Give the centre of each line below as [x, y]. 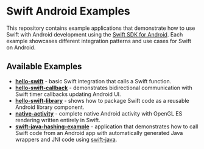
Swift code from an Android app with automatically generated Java [99, 133]
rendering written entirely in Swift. [58, 120]
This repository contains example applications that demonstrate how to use [101, 28]
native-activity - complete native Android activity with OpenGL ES [99, 113]
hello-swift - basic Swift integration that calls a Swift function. [93, 81]
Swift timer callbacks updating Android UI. [68, 94]
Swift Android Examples [68, 11]
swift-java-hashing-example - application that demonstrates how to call [107, 126]
